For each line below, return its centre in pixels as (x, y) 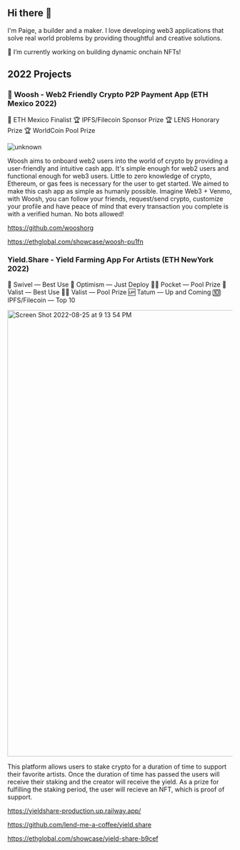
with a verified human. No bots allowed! (66, 214)
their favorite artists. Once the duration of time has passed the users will (114, 774)
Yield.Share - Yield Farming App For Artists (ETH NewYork (111, 260)
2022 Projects (40, 75)
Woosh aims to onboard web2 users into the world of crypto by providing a (118, 161)
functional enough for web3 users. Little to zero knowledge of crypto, (110, 176)
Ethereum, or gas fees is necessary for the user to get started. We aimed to (118, 184)
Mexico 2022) (32, 104)
